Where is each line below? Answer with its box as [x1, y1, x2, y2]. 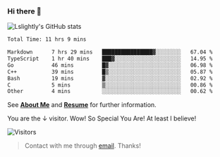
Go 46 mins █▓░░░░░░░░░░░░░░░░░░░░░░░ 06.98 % [7, 61, 213, 69]
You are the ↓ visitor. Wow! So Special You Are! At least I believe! [7, 114, 197, 123]
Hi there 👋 [7, 6, 42, 16]
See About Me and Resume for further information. [7, 101, 157, 109]
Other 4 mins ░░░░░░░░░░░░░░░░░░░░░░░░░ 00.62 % [7, 88, 213, 95]
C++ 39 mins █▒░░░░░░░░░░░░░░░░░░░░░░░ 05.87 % [7, 68, 213, 75]
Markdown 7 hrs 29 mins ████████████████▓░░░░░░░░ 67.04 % [7, 49, 213, 56]
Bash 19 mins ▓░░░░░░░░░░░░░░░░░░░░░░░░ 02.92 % [7, 75, 213, 82]
